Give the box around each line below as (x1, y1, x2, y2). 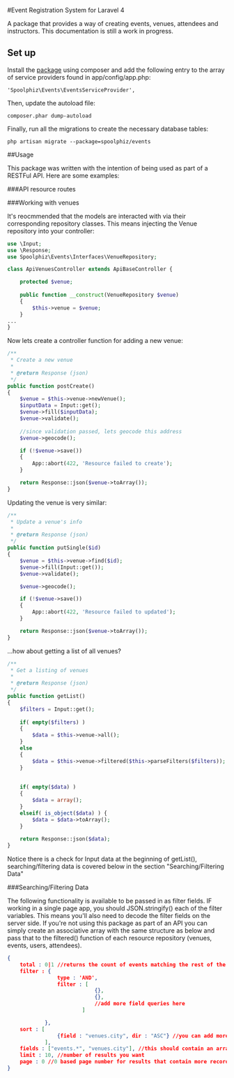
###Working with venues (7, 198, 79, 207)
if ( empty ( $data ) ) (19, 784, 77, 791)
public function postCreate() (7, 382, 95, 390)
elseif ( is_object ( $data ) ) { (19, 810, 108, 817)
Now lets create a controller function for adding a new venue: (7, 337, 183, 345)
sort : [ (19, 1026, 45, 1033)
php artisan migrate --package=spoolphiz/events (7, 138, 151, 145)
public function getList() (7, 693, 86, 700)
